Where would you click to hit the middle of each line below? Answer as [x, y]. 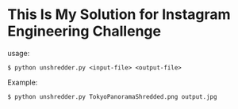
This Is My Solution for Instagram [119, 15]
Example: [23, 82]
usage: [19, 53]
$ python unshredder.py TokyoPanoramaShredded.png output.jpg [112, 96]
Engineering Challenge [84, 31]
